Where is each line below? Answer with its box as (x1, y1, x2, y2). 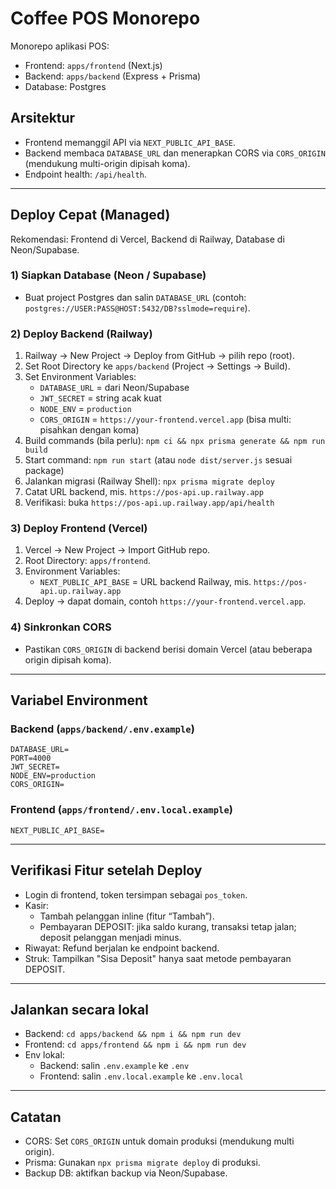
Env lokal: (24, 1049, 65, 1061)
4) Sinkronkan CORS (10, 620, 112, 634)
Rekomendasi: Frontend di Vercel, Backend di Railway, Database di (10, 233, 285, 245)
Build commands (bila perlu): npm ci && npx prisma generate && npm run (24, 435, 326, 447)
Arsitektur (10, 110, 76, 127)
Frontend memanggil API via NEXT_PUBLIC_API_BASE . (24, 136, 237, 148)
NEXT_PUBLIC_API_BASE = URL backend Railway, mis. (39, 576, 252, 588)
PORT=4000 (10, 753, 52, 764)
